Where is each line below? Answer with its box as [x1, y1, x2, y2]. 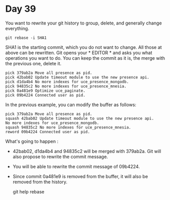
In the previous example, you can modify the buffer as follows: [5, 102, 137, 108]
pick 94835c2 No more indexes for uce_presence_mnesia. [5, 84, 127, 89]
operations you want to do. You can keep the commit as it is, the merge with [5, 55, 165, 61]
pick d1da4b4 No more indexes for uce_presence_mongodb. [5, 79, 129, 84]
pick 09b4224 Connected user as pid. [5, 92, 86, 97]
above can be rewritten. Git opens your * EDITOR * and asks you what [5, 49, 153, 56]
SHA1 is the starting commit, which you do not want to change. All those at [5, 44, 162, 50]
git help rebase [12, 188, 44, 194]
